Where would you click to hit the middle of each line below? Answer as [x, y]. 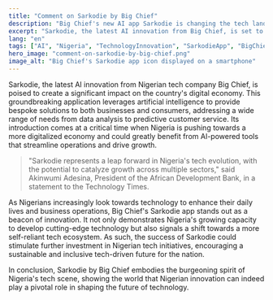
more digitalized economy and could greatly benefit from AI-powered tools [133, 136]
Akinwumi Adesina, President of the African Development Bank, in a [142, 178]
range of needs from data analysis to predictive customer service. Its [124, 119]
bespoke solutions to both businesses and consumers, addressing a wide [131, 110]
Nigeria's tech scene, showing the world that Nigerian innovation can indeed [136, 278]
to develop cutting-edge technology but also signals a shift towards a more [134, 228]
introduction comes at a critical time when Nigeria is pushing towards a [127, 128]
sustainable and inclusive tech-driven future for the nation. [106, 254]
